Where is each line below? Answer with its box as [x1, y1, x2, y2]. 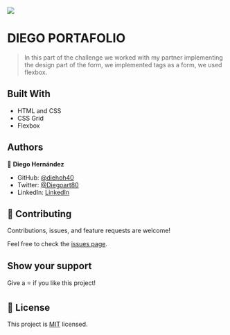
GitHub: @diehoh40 [17, 173, 74, 182]
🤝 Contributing [7, 208, 72, 220]
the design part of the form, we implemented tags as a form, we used [24, 60, 222, 69]
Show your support [7, 260, 92, 272]
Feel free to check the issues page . [7, 240, 107, 248]
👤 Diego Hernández [7, 160, 64, 168]
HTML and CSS [17, 106, 62, 114]
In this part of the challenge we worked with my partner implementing [24, 53, 223, 62]
